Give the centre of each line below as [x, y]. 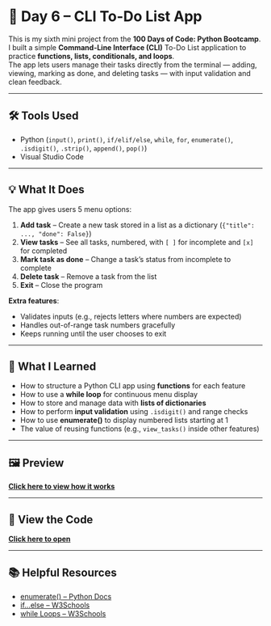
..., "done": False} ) [56, 233]
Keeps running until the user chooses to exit [93, 333]
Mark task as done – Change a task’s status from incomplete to [125, 259]
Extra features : [34, 300]
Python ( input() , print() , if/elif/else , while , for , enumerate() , [127, 139]
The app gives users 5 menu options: [70, 209]
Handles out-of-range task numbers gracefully [98, 325]
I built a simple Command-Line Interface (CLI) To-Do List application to [127, 47]
